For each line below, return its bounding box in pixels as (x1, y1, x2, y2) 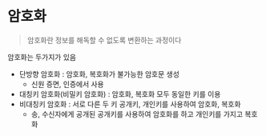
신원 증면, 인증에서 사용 (30, 79, 105, 89)
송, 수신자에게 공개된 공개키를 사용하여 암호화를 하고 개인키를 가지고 (30, 109, 244, 118)
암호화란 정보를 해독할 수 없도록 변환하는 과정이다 (26, 35, 182, 45)
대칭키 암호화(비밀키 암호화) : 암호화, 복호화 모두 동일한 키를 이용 (18, 89, 221, 98)
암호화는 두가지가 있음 (7, 52, 77, 62)
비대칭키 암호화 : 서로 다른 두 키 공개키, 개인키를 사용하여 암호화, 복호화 (18, 99, 241, 109)
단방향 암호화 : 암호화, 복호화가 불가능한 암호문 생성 (18, 69, 179, 78)
